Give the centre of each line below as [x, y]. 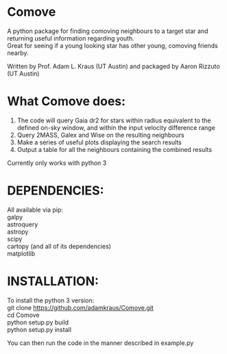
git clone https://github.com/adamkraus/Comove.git [81, 307]
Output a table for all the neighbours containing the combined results [115, 149]
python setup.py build [38, 322]
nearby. [18, 53]
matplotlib [21, 253]
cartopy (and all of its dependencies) [59, 246]
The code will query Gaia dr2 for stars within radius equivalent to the [114, 120]
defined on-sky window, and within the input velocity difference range [116, 127]
